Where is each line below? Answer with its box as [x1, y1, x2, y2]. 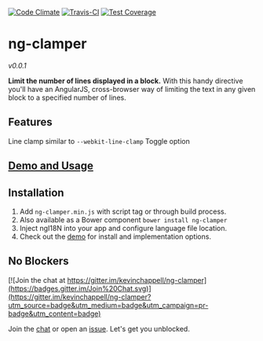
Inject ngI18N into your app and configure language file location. [19, 223, 228, 233]
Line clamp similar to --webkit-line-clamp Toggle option [8, 136, 190, 145]
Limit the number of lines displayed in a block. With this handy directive [8, 75, 243, 86]
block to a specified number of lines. [8, 93, 127, 102]
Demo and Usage [8, 159, 94, 173]
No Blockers [8, 255, 69, 268]
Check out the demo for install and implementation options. [19, 232, 212, 241]
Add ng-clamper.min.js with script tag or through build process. [19, 207, 227, 216]
